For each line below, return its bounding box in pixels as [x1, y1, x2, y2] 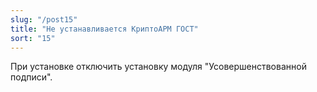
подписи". [10, 71, 53, 83]
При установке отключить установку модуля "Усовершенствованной [10, 61, 307, 73]
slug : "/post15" [10, 14, 78, 25]
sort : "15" [10, 33, 56, 43]
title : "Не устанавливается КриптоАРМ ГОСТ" [10, 24, 199, 34]
